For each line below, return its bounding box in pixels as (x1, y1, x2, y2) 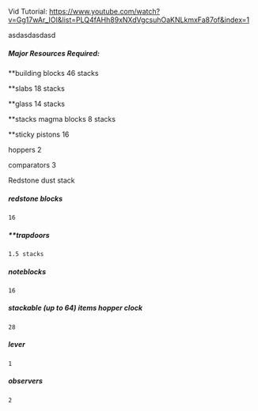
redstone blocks (8, 194, 63, 203)
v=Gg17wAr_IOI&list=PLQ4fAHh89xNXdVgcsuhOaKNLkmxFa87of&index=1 (8, 15, 250, 25)
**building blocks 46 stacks (8, 68, 99, 77)
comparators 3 (8, 160, 57, 169)
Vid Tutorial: (8, 7, 47, 16)
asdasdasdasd (8, 31, 56, 40)
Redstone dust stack (8, 175, 75, 185)
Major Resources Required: (8, 48, 101, 58)
